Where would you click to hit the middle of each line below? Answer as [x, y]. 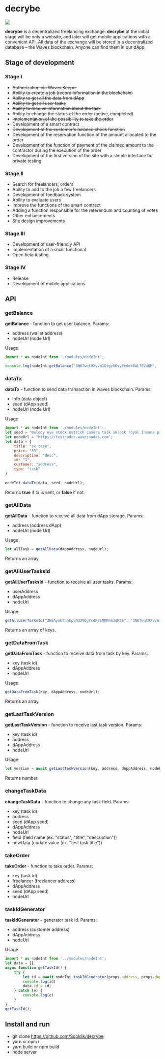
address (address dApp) [37, 525]
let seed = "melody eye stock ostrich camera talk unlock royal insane [80, 432]
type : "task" [27, 469]
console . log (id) [39, 981]
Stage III [15, 233]
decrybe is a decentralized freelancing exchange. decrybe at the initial [77, 31]
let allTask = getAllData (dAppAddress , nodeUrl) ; [57, 549]
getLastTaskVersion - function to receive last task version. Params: [74, 725]
